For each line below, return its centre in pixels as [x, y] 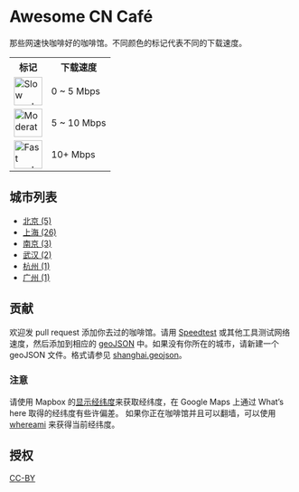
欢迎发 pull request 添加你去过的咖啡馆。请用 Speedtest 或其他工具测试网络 [150, 332]
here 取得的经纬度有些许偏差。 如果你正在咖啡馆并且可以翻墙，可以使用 [143, 412]
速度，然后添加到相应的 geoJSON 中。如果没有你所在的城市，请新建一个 [145, 343]
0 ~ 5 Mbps [76, 90]
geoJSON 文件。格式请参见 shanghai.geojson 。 [98, 355]
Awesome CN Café [81, 17]
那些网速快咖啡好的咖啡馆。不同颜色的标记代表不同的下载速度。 [128, 43]
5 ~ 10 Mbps [79, 122]
